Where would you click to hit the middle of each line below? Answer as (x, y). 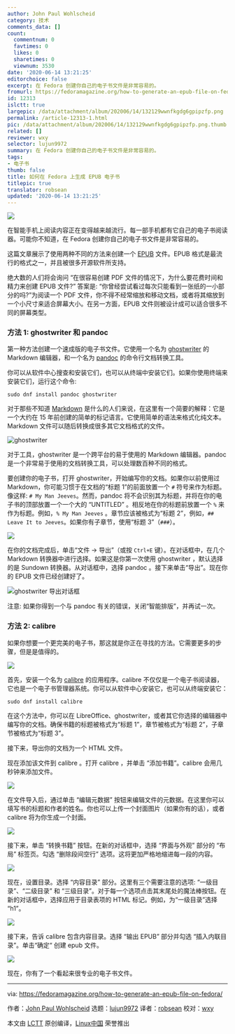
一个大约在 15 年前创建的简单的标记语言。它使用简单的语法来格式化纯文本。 (116, 417)
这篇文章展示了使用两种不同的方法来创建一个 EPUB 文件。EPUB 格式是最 (112, 254)
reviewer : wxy (28, 137)
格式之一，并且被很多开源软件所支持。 (74, 263)
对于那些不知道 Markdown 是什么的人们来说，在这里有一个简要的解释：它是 (116, 409)
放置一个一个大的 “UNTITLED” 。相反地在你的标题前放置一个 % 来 (131, 505)
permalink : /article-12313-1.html (58, 118)
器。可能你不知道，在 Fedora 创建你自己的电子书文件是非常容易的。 (105, 239)
